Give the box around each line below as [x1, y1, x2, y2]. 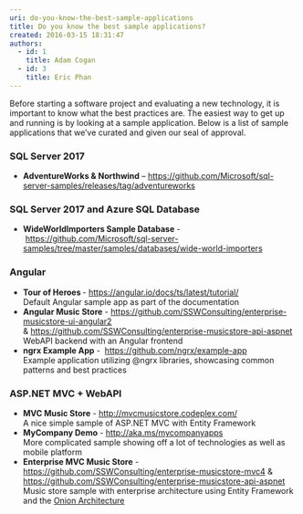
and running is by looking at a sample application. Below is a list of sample [9, 117, 289, 128]
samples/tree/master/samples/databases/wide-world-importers [22, 243, 263, 254]
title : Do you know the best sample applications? [9, 22, 206, 31]
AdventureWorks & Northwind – [22, 171, 146, 182]
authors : [9, 38, 43, 48]
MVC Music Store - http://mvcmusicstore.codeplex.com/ [22, 407, 238, 418]
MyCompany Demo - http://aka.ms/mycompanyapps [22, 426, 224, 438]
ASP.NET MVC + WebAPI [9, 387, 122, 400]
